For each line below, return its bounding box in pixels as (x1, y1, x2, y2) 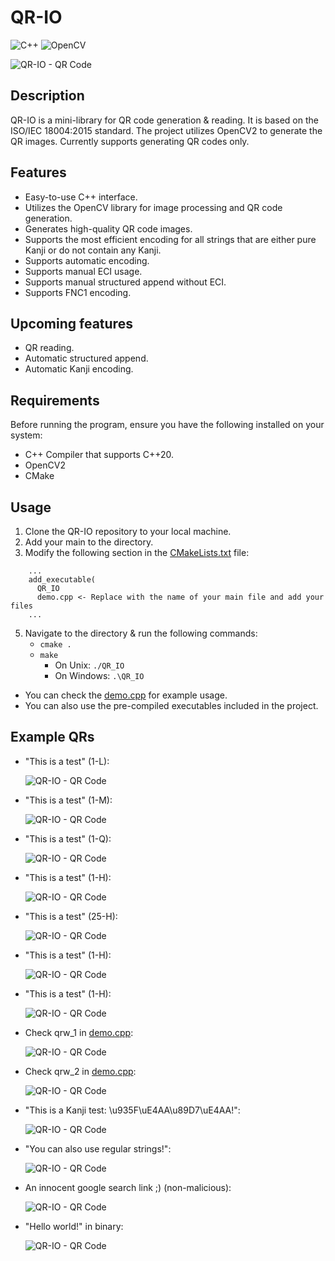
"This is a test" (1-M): (24, 794, 113, 806)
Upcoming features (10, 315, 133, 332)
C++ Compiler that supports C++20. (24, 449, 175, 461)
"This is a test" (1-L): (24, 755, 110, 767)
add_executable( (28, 575, 97, 585)
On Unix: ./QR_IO (54, 659, 125, 671)
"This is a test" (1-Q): (24, 832, 112, 845)
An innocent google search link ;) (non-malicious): (24, 1181, 232, 1193)
